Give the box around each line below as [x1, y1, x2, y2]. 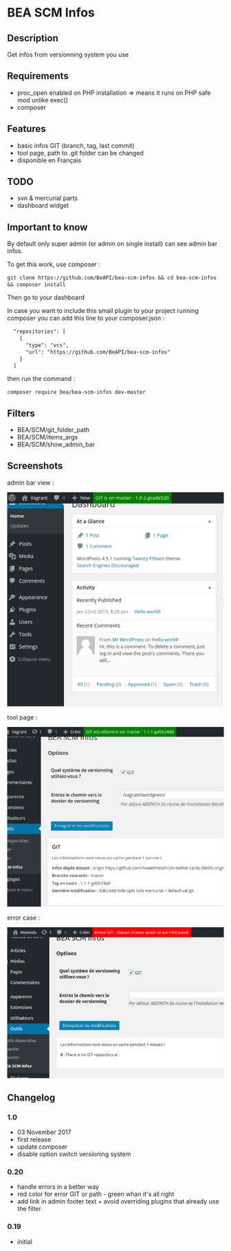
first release [16, 1135, 52, 1143]
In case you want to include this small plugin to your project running [7, 307, 199, 315]
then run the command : [7, 375, 76, 383]
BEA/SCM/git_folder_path [16, 426, 90, 434]
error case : [7, 913, 40, 922]
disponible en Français [16, 156, 82, 164]
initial [16, 1237, 33, 1245]
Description [7, 32, 58, 44]
